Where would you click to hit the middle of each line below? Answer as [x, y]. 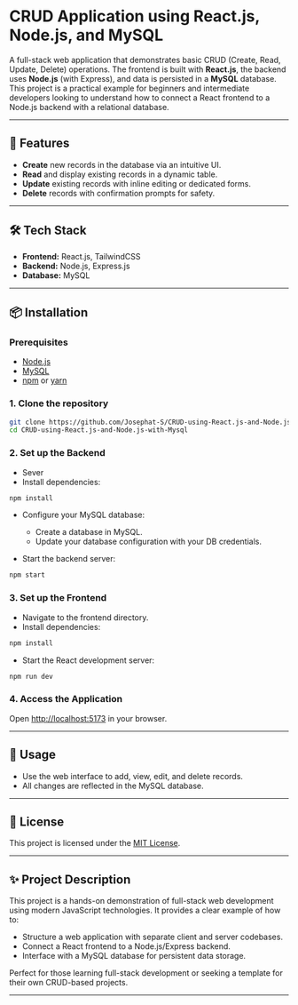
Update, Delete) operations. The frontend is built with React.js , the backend [148, 69]
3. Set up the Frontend [58, 598]
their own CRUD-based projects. [69, 983]
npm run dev [31, 676]
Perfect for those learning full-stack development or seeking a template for [146, 973]
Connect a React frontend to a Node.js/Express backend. [126, 946]
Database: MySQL [56, 275]
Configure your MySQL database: [83, 515]
